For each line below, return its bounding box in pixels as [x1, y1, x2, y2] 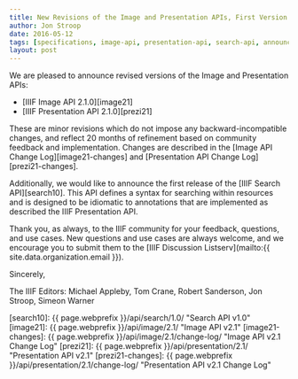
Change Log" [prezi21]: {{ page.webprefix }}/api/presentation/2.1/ [9, 341, 248, 352]
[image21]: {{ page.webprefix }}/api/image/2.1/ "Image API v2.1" [9, 322, 241, 333]
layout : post [9, 46, 58, 55]
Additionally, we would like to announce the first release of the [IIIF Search [9, 178, 281, 189]
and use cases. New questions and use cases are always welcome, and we [9, 233, 284, 244]
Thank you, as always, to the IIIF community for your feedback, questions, [9, 223, 280, 235]
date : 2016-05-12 [9, 29, 74, 38]
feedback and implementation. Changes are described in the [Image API [9, 143, 273, 153]
